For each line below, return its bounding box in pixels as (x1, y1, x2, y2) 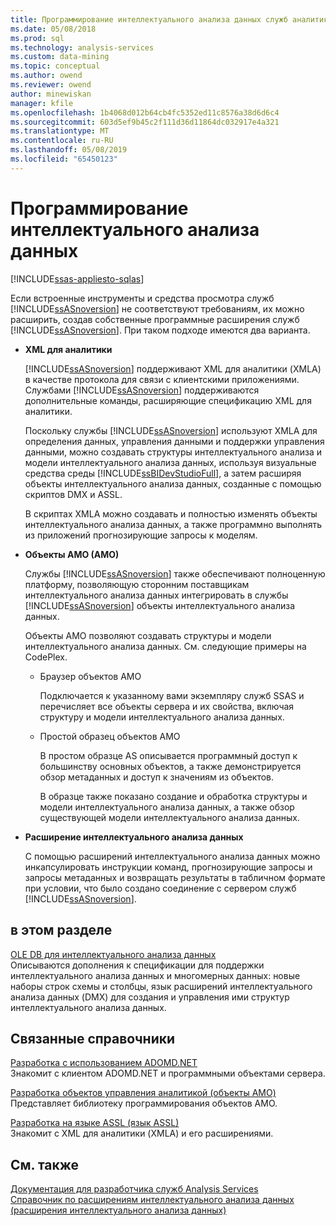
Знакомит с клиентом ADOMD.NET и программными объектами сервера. (10, 1067, 326, 1080)
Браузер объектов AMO (39, 670, 142, 682)
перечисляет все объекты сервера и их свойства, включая (39, 700, 295, 712)
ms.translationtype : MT (10, 126, 110, 136)
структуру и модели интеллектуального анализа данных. (39, 711, 285, 723)
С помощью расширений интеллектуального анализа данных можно (24, 850, 321, 862)
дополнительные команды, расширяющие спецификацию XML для (24, 394, 312, 406)
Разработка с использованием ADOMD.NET (10, 1057, 198, 1069)
